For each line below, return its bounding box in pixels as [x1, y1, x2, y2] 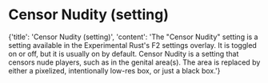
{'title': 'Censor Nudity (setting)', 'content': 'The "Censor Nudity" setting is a [8, 32, 258, 41]
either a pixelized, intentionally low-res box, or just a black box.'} [8, 65, 221, 75]
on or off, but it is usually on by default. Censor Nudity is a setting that [8, 49, 239, 58]
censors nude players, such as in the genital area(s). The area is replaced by [8, 57, 261, 67]
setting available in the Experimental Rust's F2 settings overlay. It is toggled [8, 40, 258, 49]
